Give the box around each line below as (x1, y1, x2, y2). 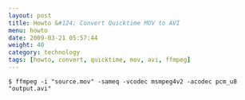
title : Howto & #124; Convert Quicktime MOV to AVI (8, 19, 180, 27)
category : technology (8, 48, 81, 56)
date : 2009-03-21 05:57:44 (8, 33, 98, 42)
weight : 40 (8, 41, 45, 49)
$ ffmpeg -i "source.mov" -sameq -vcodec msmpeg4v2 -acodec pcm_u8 (8, 77, 238, 86)
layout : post (8, 11, 52, 20)
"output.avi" (8, 84, 52, 92)
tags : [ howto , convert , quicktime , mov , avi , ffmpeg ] (8, 56, 192, 64)
